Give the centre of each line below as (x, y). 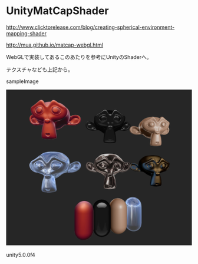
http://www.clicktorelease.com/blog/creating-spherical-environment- (90, 27)
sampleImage (23, 81)
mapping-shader (27, 33)
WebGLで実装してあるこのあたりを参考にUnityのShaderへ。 (79, 57)
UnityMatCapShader (57, 11)
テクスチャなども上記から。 (40, 70)
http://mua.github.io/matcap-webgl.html (55, 45)
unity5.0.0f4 (21, 255)
